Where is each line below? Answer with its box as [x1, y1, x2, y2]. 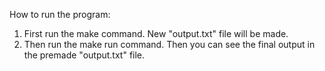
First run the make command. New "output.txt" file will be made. [23, 28, 289, 39]
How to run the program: [9, 9, 111, 20]
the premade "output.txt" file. [23, 49, 146, 61]
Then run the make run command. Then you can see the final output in [23, 39, 316, 50]
